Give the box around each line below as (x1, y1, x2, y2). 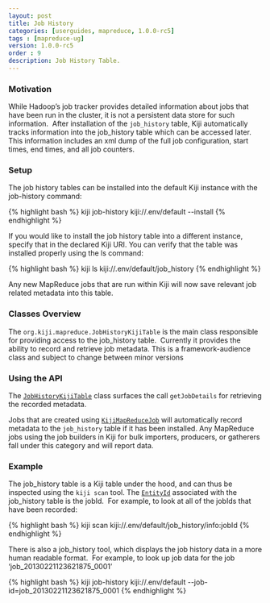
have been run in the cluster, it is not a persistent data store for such (8, 110, 235, 120)
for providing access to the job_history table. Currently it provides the (8, 335, 241, 345)
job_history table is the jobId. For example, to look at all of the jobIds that (8, 497, 251, 506)
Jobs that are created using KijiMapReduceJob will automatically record (8, 415, 243, 425)
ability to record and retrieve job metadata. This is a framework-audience (8, 343, 251, 353)
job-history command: (8, 191, 82, 202)
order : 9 (8, 49, 42, 57)
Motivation (8, 83, 52, 94)
